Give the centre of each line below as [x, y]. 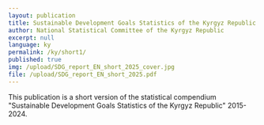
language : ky [30, 45]
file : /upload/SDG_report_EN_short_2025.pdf [83, 74]
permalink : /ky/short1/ [47, 52]
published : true [35, 60]
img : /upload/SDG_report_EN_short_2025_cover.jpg [92, 67]
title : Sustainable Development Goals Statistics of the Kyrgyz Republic [132, 23]
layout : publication [42, 15]
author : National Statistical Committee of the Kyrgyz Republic [116, 30]
